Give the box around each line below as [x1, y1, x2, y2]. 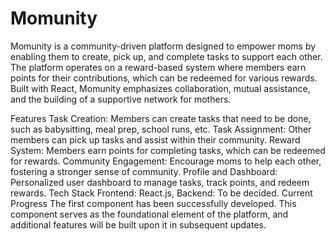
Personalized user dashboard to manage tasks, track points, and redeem [10, 176, 310, 188]
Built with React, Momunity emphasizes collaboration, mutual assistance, [10, 82, 311, 94]
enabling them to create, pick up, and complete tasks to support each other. [10, 50, 323, 62]
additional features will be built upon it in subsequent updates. [10, 218, 267, 231]
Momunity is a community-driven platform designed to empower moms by [10, 40, 317, 52]
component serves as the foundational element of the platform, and [10, 208, 289, 220]
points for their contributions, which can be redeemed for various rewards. [10, 72, 318, 84]
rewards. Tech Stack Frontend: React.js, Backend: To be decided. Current [10, 187, 313, 199]
